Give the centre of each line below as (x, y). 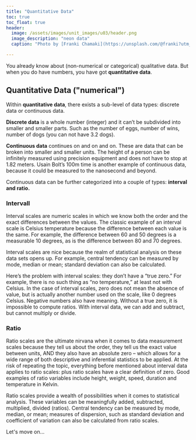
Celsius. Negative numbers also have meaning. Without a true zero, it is (92, 300)
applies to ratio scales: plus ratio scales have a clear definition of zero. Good (98, 372)
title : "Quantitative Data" (40, 11)
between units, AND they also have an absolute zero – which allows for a (93, 354)
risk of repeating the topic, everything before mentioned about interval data (97, 366)
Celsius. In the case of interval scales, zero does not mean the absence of (95, 288)
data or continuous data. (36, 110)
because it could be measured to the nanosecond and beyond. (81, 171)
